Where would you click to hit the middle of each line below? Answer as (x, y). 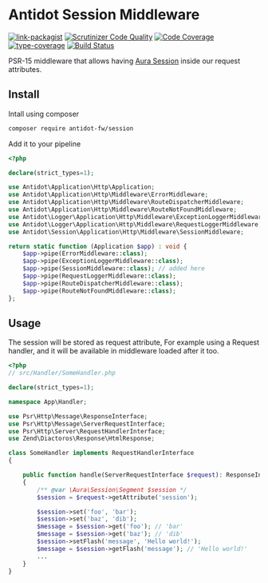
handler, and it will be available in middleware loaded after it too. (114, 351)
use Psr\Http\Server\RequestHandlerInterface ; (87, 431)
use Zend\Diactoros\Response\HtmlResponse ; (82, 439)
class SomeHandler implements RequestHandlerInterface (101, 453)
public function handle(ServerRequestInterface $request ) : (123, 475)
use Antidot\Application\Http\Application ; (82, 187)
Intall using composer (44, 114)
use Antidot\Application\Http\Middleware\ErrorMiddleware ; (108, 195)
